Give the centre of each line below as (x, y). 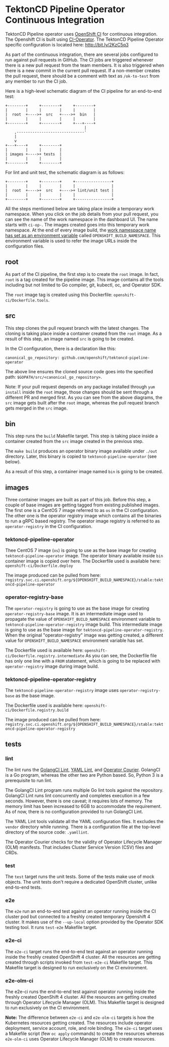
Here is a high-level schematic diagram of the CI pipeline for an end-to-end (83, 91)
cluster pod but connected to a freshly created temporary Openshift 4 (78, 917)
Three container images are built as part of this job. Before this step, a (78, 500)
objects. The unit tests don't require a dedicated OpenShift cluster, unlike (81, 882)
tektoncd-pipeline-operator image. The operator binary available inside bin (84, 556)
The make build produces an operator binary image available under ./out (81, 451)
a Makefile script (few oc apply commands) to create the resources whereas (85, 1033)
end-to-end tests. (23, 887)
